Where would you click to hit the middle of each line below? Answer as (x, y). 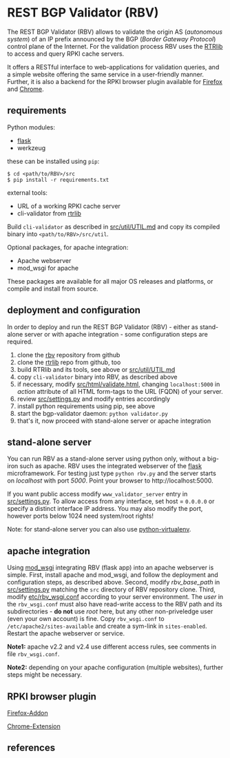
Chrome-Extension (34, 726)
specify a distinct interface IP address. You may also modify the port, (105, 509)
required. (20, 341)
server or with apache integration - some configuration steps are (116, 334)
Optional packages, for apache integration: (68, 247)
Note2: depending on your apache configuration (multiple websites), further (115, 667)
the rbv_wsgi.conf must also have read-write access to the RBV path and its (115, 604)
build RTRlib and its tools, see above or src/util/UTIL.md (96, 369)
